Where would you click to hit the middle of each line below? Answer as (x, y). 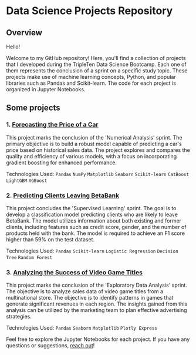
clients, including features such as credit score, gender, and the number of (96, 227)
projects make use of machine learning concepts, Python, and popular (91, 77)
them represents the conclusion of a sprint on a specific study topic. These (97, 71)
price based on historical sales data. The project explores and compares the (98, 150)
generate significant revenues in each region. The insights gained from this (97, 304)
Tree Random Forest (29, 257)
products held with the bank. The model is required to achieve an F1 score (95, 233)
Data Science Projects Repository (89, 11)
